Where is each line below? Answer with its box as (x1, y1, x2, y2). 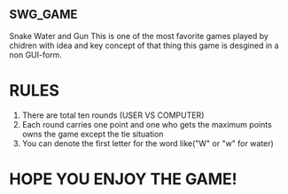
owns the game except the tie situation (21, 128, 164, 139)
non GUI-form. (9, 49, 62, 60)
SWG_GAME (9, 7, 78, 22)
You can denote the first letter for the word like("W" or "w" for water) (21, 137, 275, 149)
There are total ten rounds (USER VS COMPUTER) (21, 110, 205, 120)
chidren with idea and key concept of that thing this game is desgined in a (9, 40, 279, 50)
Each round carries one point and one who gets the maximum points (21, 119, 272, 129)
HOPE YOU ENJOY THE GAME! (9, 168, 237, 189)
